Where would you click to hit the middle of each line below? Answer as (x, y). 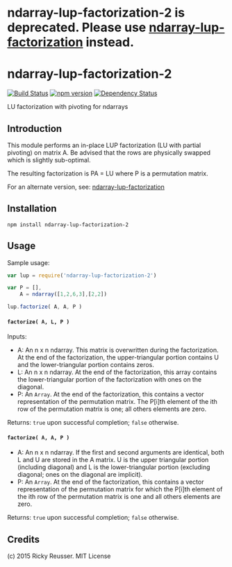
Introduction (35, 129)
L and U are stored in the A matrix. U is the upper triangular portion (113, 460)
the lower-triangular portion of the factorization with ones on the (109, 380)
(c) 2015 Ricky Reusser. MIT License (59, 556)
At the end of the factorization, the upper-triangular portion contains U (118, 357)
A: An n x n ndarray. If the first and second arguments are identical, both (121, 452)
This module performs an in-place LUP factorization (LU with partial (104, 145)
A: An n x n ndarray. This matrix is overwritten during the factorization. (118, 350)
